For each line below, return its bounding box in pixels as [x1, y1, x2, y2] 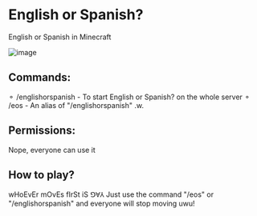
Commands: [8, 70, 71, 85]
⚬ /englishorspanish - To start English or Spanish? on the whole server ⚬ [8, 92, 251, 102]
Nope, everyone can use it [8, 145, 96, 154]
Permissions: [8, 124, 76, 138]
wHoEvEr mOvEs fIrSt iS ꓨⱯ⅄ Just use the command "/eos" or [8, 190, 214, 199]
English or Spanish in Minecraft [8, 32, 112, 42]
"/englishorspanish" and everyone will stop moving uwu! [8, 198, 195, 209]
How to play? [8, 168, 75, 182]
